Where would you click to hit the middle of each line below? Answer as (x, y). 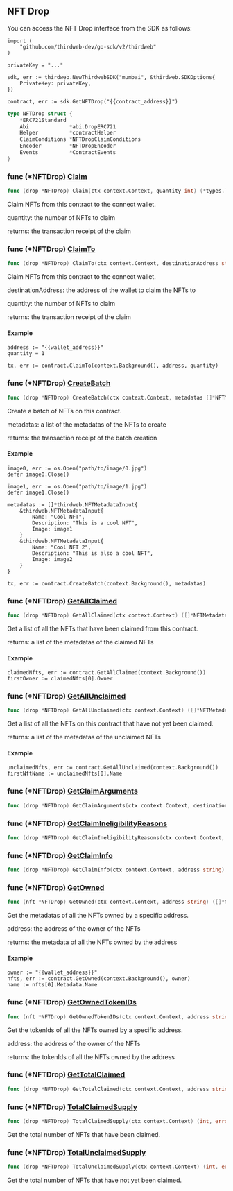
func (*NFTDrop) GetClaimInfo (60, 855)
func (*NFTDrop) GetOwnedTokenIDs (72, 1002)
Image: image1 (52, 529)
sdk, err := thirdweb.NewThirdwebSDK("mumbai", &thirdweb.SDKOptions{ (111, 77)
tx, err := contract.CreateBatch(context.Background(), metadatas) (107, 583)
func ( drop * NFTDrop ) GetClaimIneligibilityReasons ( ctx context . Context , (116, 838)
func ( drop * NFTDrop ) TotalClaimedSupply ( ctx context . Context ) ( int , (110, 1122)
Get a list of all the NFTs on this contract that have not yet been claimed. (110, 723)
